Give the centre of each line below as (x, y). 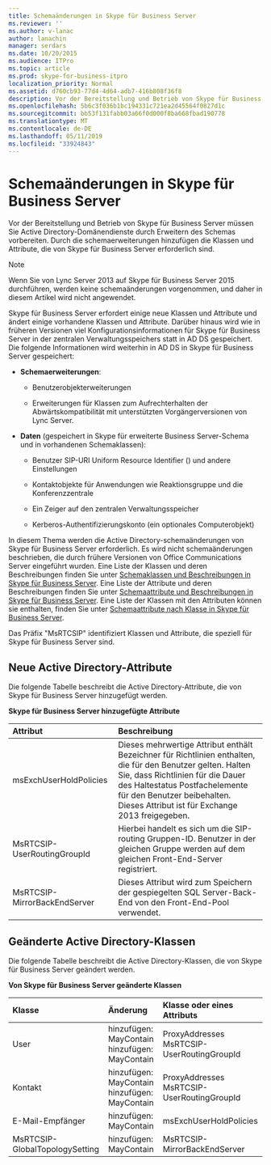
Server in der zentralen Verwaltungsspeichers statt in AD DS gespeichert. (130, 339)
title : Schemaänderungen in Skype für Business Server (102, 16)
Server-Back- (229, 892)
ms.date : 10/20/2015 (43, 53)
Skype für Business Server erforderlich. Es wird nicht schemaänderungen (131, 549)
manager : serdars (38, 46)
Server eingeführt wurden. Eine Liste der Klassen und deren (108, 566)
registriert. (138, 869)
